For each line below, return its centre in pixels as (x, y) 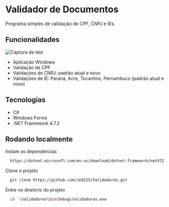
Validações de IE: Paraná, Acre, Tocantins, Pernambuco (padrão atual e (88, 78)
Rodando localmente (39, 139)
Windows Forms (30, 118)
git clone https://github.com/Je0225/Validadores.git (69, 180)
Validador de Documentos (62, 9)
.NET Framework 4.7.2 (36, 123)
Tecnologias (25, 100)
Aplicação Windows (34, 62)
